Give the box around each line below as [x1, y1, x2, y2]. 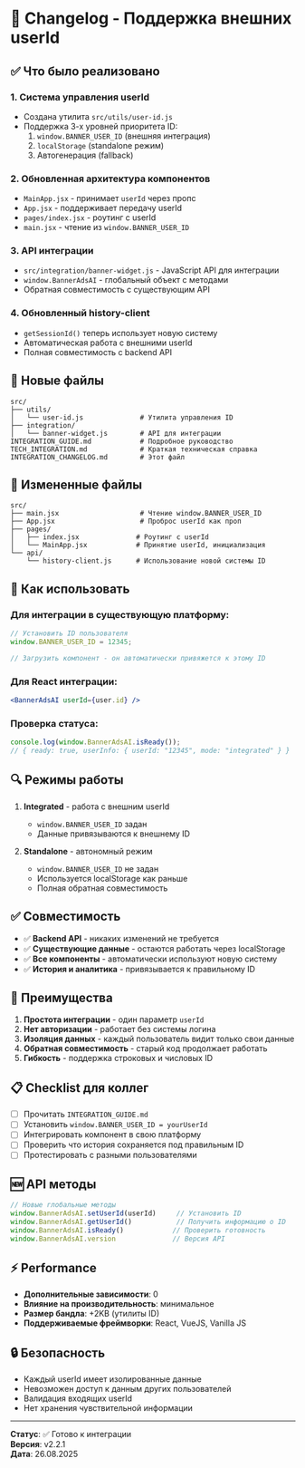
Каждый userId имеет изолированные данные [23, 1374, 202, 1385]
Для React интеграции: [10, 675, 118, 688]
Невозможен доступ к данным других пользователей [23, 1384, 232, 1395]
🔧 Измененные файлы [10, 477, 143, 492]
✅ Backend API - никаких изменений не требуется [23, 932, 220, 943]
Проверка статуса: [10, 717, 99, 729]
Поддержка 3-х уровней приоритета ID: [23, 121, 178, 131]
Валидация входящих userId [23, 1393, 133, 1404]
